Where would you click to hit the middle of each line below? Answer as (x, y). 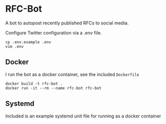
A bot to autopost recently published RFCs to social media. (67, 23)
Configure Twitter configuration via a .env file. (54, 33)
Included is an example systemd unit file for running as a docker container (83, 116)
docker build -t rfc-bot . (34, 84)
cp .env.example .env (28, 42)
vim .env (15, 46)
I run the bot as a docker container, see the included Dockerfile (72, 74)
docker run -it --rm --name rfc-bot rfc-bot (53, 88)
